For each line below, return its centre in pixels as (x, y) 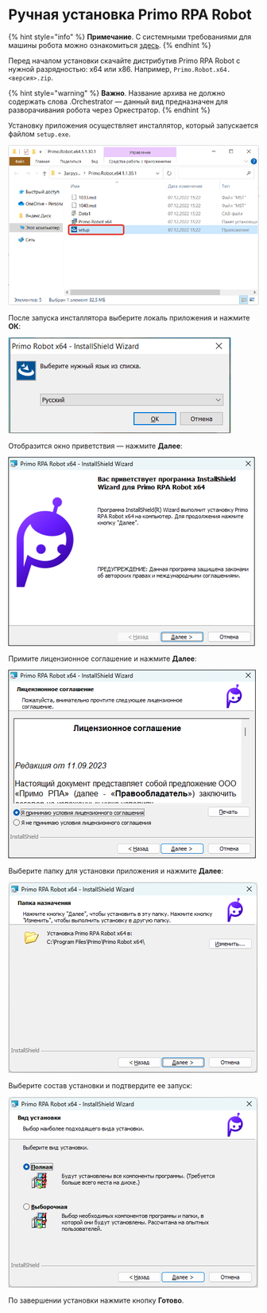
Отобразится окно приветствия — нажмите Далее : (95, 446)
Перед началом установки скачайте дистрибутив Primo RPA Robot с (124, 61)
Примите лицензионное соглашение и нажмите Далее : (103, 658)
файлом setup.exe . (40, 134)
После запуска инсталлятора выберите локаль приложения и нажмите (129, 317)
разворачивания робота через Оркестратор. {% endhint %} (109, 110)
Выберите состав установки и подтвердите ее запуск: (101, 1085)
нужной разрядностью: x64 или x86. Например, (90, 69)
